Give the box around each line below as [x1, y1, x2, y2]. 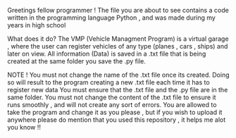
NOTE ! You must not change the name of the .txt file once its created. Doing [7, 70, 230, 79]
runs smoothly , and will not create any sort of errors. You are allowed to [7, 101, 217, 108]
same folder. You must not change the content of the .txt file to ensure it [7, 93, 216, 101]
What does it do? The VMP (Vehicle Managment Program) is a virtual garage [7, 34, 229, 43]
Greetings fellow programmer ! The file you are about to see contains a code [7, 6, 229, 14]
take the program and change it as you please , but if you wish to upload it [7, 108, 223, 116]
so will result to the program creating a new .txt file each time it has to [7, 78, 210, 87]
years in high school [7, 21, 66, 29]
